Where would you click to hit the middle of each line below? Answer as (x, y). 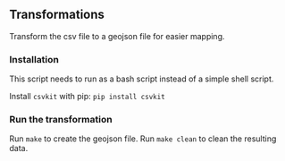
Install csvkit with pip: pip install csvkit (87, 97)
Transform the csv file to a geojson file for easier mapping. (117, 36)
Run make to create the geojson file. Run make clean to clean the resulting (143, 139)
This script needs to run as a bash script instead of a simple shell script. (142, 79)
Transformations (57, 15)
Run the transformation (61, 120)
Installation (34, 59)
